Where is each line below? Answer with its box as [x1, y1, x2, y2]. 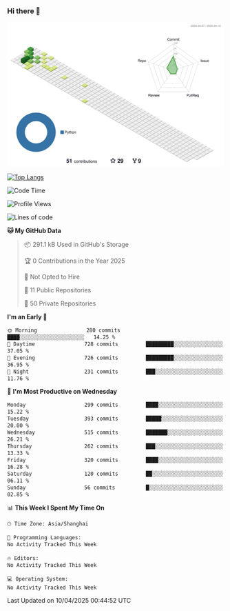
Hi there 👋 [7, 6, 41, 16]
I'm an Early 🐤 [7, 313, 48, 321]
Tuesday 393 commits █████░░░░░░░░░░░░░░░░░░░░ [7, 415, 224, 423]
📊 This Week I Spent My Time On [7, 503, 105, 512]
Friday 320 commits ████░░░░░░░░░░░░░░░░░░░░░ [7, 457, 224, 464]
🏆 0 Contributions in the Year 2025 [23, 257, 125, 265]
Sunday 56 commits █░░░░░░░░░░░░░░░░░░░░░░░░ [7, 484, 224, 492]
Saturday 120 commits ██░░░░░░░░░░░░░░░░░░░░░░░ [7, 470, 224, 478]
